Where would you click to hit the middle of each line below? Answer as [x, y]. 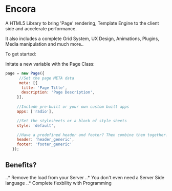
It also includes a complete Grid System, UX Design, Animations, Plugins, [82, 39]
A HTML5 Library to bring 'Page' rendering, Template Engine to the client [82, 23]
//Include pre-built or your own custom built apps [73, 107]
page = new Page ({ [25, 73]
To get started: [21, 54]
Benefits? [21, 165]
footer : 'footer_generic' [44, 144]
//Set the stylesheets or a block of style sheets [72, 121]
